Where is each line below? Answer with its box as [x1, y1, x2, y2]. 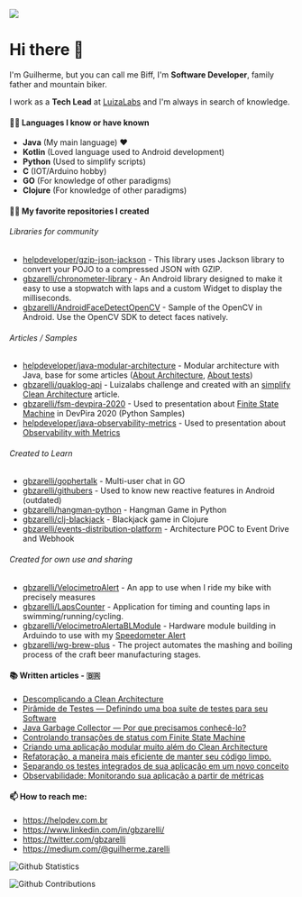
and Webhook [22, 533, 75, 545]
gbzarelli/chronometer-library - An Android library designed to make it [22, 273, 283, 284]
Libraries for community [9, 226, 99, 237]
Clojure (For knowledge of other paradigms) [22, 185, 188, 196]
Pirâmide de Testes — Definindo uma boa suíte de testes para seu [22, 703, 269, 714]
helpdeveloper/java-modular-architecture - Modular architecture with [22, 361, 279, 371]
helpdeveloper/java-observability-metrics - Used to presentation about [22, 417, 287, 428]
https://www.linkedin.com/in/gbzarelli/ [22, 824, 165, 835]
